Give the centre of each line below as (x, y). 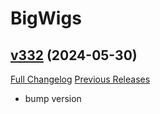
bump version (53, 98)
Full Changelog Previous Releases (80, 79)
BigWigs (46, 18)
